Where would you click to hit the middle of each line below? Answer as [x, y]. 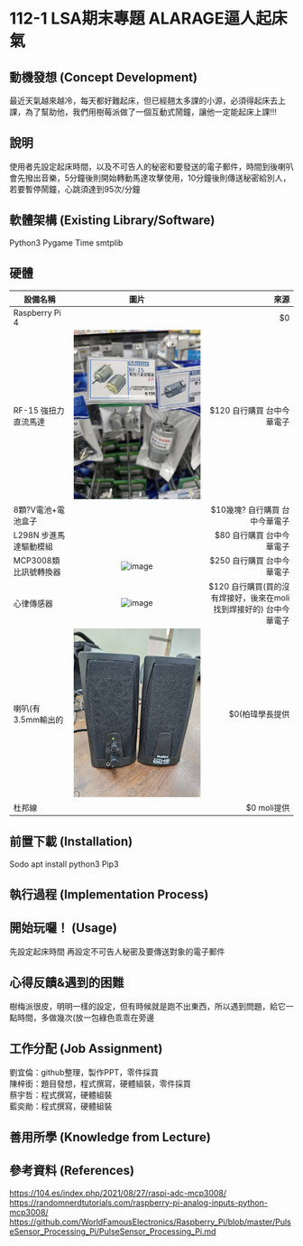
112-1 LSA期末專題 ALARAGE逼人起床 [148, 19]
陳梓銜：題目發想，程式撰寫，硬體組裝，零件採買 [100, 1083]
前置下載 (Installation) [71, 842]
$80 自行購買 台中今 [252, 535]
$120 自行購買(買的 [245, 586]
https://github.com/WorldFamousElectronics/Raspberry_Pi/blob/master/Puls [150, 1222]
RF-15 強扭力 [39, 410]
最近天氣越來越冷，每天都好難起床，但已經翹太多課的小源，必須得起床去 [143, 101]
